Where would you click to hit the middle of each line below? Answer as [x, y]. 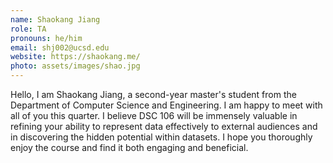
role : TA [28, 29]
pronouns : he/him [46, 38]
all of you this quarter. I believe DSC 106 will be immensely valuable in [154, 115]
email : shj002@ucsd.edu [60, 47]
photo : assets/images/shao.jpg [75, 66]
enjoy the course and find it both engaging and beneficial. [129, 147]
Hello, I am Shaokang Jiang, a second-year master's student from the [153, 94]
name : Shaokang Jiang [55, 19]
